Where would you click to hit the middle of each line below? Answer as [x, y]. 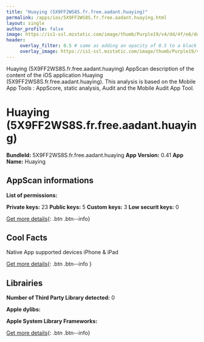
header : [16, 40]
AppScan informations [50, 180]
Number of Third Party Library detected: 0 [61, 298]
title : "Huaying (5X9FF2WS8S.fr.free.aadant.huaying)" [77, 12]
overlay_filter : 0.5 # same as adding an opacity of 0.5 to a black [108, 46]
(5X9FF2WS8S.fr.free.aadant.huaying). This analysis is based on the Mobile [101, 81]
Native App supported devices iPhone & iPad [62, 252]
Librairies [25, 283]
